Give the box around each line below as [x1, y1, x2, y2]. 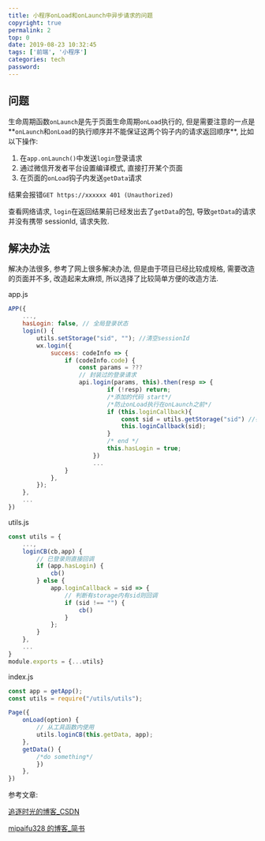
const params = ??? [78, 364, 144, 372]
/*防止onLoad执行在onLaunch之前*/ [106, 400, 212, 408]
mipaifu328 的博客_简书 [8, 824, 85, 833]
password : [8, 63, 41, 71]
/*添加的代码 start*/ [106, 392, 172, 401]
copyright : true [8, 19, 62, 27]
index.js [8, 672, 34, 681]
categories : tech [8, 56, 65, 64]
